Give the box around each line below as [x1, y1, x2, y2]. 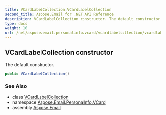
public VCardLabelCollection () [5, 71, 70, 76]
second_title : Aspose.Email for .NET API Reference [5, 12, 114, 17]
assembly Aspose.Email [12, 104, 61, 110]
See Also [5, 82, 27, 89]
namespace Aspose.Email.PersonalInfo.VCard [12, 99, 106, 105]
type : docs [5, 21, 28, 26]
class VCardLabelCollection [12, 94, 69, 100]
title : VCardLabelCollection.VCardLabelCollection [5, 7, 112, 12]
